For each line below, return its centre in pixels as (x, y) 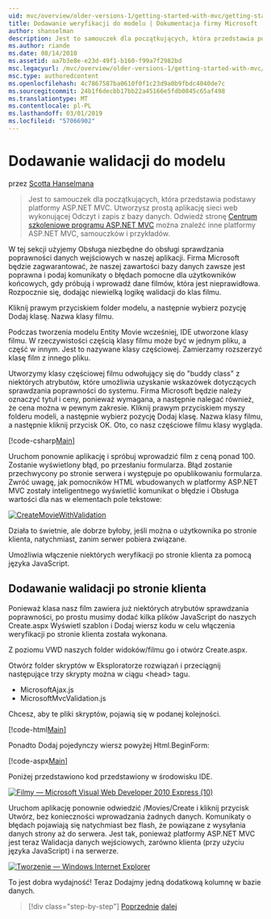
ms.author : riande (39, 46)
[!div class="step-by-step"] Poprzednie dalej (102, 906)
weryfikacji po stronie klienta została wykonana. (88, 634)
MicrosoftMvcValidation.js (63, 698)
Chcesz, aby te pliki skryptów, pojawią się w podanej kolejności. (115, 714)
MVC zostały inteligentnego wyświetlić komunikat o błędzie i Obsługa (124, 491)
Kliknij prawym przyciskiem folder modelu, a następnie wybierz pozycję (127, 307)
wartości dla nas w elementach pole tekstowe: (85, 499)
